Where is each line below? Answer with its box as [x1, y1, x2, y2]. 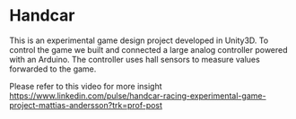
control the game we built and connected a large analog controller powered [9, 44, 289, 55]
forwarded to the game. [9, 64, 97, 74]
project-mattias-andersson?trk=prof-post [9, 99, 163, 110]
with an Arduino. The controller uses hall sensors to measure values [9, 54, 260, 64]
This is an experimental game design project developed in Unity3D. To [9, 35, 269, 46]
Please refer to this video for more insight [9, 81, 163, 91]
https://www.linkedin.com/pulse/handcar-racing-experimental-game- [9, 90, 266, 101]
